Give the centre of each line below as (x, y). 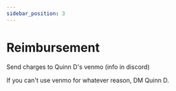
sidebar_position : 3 (36, 13)
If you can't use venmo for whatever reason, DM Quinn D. (88, 80)
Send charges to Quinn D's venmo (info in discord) (78, 67)
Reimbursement (53, 47)
